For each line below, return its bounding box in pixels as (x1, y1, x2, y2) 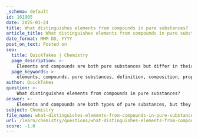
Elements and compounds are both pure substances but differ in (16, 63, 178, 69)
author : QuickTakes (6, 80, 54, 86)
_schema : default (6, 8, 49, 15)
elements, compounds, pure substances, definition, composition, (16, 74, 181, 80)
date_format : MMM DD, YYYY (6, 36, 72, 42)
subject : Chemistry (6, 107, 54, 113)
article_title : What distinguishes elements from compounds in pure (6, 31, 178, 36)
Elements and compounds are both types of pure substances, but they (16, 101, 192, 107)
